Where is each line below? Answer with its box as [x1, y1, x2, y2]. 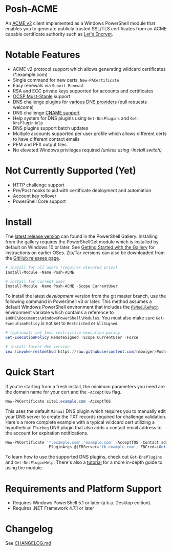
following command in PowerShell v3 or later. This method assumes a [5, 298, 152, 305]
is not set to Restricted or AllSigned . [40, 320, 119, 327]
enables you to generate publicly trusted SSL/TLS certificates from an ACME [5, 25, 167, 31]
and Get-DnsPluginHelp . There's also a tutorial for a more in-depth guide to [5, 459, 163, 465]
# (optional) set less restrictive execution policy [5, 330, 120, 335]
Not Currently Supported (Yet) [5, 165, 137, 177]
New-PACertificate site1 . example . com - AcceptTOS [5, 398, 111, 404]
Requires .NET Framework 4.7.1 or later [12, 505, 95, 511]
